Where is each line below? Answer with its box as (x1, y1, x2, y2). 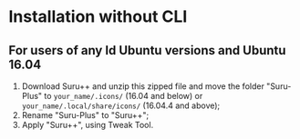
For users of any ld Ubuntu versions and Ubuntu (8, 43, 286, 58)
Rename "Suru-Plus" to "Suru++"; (21, 110, 150, 120)
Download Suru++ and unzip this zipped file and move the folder (21, 81, 265, 92)
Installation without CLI (8, 6, 188, 27)
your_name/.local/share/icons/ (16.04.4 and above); (21, 100, 221, 111)
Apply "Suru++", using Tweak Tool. (21, 120, 154, 130)
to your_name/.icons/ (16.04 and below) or (44, 91, 203, 101)
